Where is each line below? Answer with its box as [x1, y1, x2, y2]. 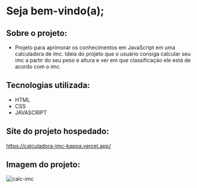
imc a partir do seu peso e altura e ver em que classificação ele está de [14, 57, 191, 63]
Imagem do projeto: [6, 160, 81, 170]
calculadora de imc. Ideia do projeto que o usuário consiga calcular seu [14, 50, 191, 57]
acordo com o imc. [14, 63, 61, 70]
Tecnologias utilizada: [6, 80, 91, 90]
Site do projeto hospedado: [6, 126, 109, 137]
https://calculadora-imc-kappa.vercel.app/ [6, 142, 112, 149]
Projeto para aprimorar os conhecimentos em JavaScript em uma [14, 44, 176, 51]
